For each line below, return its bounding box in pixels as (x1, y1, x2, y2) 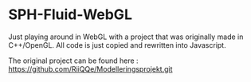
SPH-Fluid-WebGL (8, 6, 133, 24)
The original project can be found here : (8, 56, 139, 65)
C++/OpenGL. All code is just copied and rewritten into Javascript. (8, 40, 226, 49)
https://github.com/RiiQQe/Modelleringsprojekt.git (8, 64, 173, 73)
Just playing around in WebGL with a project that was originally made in (8, 32, 244, 41)
